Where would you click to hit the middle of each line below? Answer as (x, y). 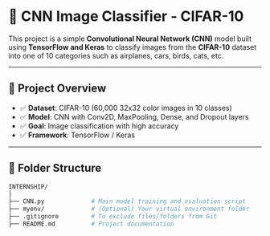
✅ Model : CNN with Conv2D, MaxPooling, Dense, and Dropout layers (134, 116)
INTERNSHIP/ (28, 187)
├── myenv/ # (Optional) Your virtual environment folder (129, 209)
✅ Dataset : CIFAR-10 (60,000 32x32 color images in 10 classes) (126, 108)
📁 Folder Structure (55, 168)
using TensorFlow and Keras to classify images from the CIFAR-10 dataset (133, 47)
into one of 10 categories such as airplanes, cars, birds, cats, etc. (116, 55)
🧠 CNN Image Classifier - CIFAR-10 (126, 16)
